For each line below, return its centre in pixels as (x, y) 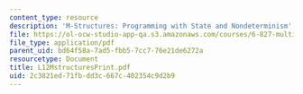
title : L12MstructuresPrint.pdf (70, 68)
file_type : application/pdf (62, 43)
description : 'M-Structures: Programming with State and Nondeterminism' (151, 26)
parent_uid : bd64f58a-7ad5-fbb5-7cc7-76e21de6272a (106, 51)
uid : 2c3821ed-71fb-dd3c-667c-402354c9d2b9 (92, 76)
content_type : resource (54, 17)
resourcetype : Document (54, 59)
